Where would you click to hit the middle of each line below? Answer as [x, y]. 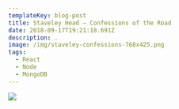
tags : [17, 52]
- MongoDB [31, 74]
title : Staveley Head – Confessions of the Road [90, 23]
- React [28, 60]
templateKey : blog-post [48, 15]
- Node [26, 67]
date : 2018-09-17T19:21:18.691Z [61, 30]
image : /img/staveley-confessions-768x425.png [86, 45]
